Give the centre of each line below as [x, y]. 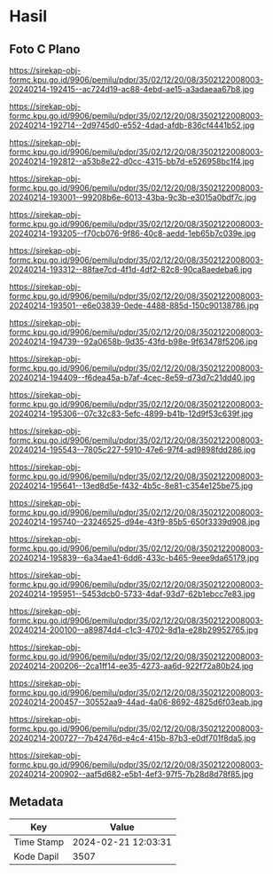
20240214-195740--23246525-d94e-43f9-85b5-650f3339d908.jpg [134, 522]
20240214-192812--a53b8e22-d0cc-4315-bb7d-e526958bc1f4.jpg [132, 161]
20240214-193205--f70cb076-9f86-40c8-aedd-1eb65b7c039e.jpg [133, 233]
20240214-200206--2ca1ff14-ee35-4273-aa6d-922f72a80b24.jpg [132, 666]
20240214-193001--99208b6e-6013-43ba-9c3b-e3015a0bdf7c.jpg [133, 197]
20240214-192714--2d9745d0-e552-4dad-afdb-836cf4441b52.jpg [132, 125]
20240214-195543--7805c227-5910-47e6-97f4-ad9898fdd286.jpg [133, 449]
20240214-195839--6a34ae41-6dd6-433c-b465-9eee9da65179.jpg [134, 558]
